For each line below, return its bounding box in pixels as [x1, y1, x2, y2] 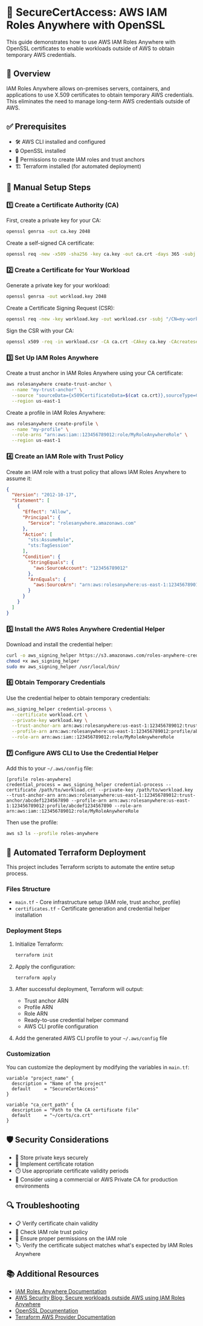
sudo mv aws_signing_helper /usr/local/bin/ [6, 663, 120, 670]
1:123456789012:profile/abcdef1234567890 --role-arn [6, 803, 142, 809]
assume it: [6, 475, 32, 482]
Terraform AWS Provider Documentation [14, 1313, 116, 1321]
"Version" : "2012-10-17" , [11, 492, 77, 498]
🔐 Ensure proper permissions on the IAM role [14, 1235, 127, 1242]
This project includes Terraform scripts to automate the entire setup [6, 863, 175, 871]
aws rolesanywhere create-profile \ [6, 420, 98, 427]
